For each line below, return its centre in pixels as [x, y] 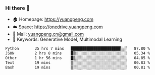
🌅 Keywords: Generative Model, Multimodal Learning [67, 39]
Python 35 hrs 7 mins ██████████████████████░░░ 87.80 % [78, 49]
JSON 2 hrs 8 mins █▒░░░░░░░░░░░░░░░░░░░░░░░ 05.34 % [78, 53]
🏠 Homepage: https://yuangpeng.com [53, 19]
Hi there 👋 [18, 8]
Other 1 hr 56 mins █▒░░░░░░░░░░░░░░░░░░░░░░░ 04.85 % [78, 58]
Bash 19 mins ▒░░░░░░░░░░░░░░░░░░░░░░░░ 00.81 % [78, 67]
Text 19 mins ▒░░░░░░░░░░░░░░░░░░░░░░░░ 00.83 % [78, 62]
